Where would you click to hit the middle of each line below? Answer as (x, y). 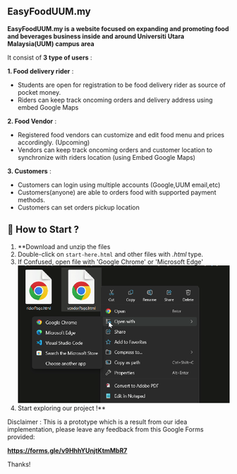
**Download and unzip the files (64, 246)
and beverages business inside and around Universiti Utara (96, 36)
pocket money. (39, 92)
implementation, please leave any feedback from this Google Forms (105, 429)
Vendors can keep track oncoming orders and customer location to (115, 150)
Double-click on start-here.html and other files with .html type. (110, 254)
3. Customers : (29, 171)
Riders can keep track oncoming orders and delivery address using (115, 100)
